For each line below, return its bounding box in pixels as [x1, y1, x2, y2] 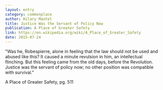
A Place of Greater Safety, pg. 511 [5, 79, 74, 85]
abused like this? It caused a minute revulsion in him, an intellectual [5, 53, 143, 59]
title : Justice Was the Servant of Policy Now [5, 21, 103, 26]
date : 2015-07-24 [5, 35, 41, 40]
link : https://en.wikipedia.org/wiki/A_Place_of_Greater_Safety [5, 30, 141, 35]
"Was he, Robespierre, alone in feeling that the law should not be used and [5, 48, 158, 54]
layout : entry [5, 7, 35, 12]
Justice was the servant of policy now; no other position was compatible [5, 64, 154, 70]
